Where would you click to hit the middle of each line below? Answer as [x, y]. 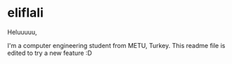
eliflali [26, 13]
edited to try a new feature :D [50, 53]
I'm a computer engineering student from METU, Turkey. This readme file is [116, 45]
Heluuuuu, [22, 32]
